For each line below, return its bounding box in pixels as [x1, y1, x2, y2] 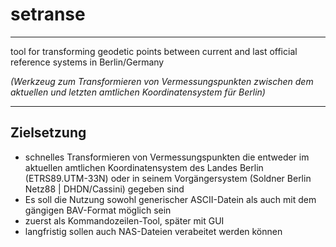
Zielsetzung [10, 124, 87, 142]
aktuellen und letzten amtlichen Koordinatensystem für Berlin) [10, 86, 266, 98]
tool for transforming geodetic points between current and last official [10, 45, 298, 57]
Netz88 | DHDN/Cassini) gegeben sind [24, 183, 185, 195]
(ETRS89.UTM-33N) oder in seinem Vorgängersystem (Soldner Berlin [24, 172, 312, 184]
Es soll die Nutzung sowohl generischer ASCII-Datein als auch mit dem [24, 193, 317, 205]
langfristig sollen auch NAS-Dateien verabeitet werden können [24, 225, 283, 237]
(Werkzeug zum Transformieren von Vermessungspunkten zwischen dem [10, 75, 314, 87]
